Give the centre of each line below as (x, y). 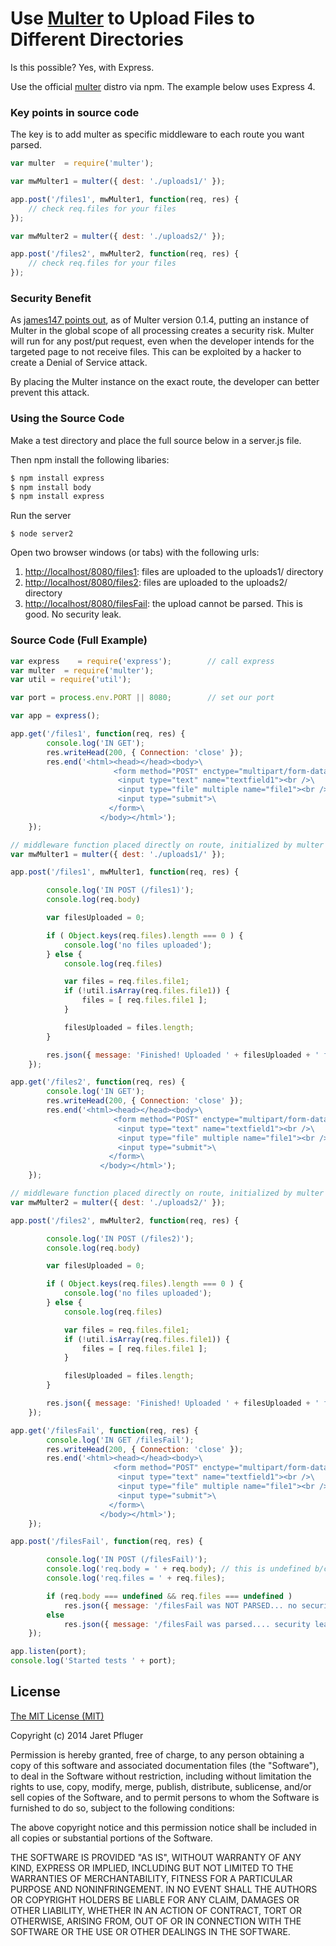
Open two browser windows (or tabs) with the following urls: (135, 553)
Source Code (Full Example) (79, 640)
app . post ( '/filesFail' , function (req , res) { (106, 1542)
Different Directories (97, 39)
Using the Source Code (67, 419)
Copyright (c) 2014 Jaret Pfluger (77, 1735)
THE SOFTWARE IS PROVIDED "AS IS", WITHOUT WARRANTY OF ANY (156, 1857)
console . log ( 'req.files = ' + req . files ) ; (136, 1578)
